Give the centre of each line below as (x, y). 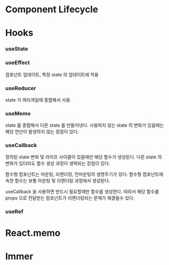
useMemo (18, 113)
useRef (14, 212)
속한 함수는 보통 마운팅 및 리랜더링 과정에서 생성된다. (58, 181)
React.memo (33, 233)
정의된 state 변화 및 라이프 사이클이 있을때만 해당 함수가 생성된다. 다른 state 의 (83, 157)
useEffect (18, 63)
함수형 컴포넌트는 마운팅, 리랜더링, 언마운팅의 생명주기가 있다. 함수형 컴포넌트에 (84, 174)
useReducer (21, 88)
